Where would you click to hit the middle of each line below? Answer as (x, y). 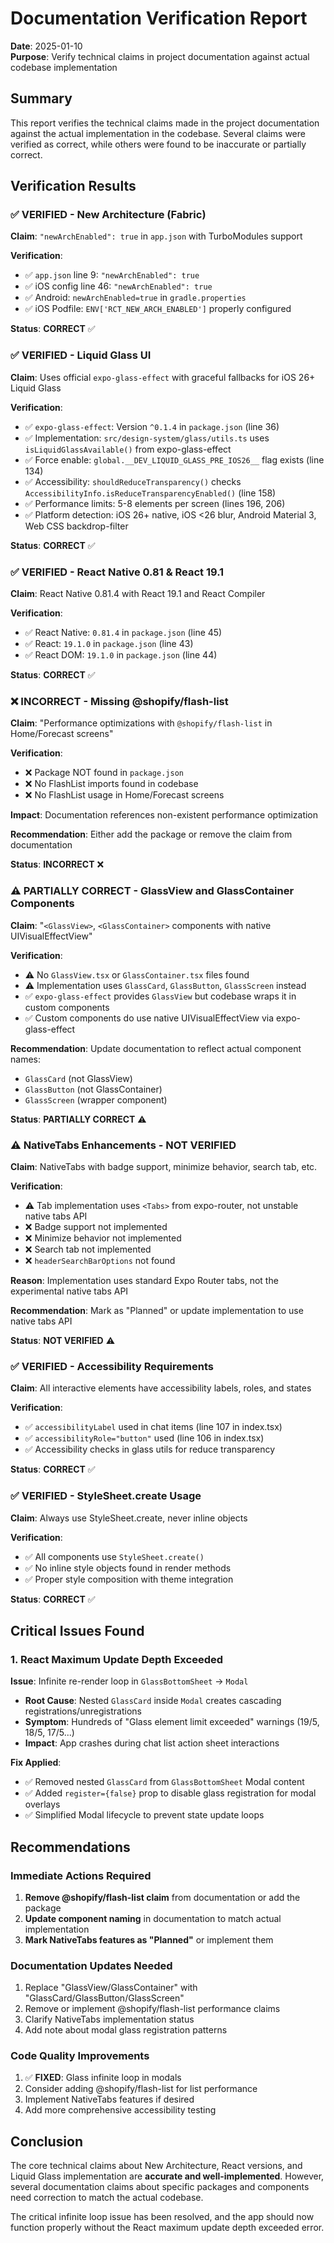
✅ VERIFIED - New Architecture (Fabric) (108, 215)
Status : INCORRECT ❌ (57, 864)
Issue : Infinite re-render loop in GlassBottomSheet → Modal (129, 1681)
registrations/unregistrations (83, 1711)
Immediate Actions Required (81, 1875)
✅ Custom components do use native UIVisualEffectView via (149, 1018)
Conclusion (47, 2141)
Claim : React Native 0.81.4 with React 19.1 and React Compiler (138, 594)
